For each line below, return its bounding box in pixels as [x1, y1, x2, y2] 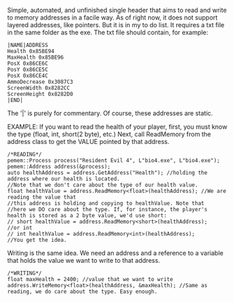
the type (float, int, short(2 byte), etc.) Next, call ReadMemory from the [7, 130, 212, 138]
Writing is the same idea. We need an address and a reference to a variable [7, 249, 224, 257]
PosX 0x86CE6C [7, 60, 49, 67]
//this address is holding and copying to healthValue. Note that [7, 200, 205, 207]
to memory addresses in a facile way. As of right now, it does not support [7, 13, 218, 22]
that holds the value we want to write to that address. [7, 257, 161, 264]
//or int [7, 224, 33, 231]
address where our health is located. [7, 175, 120, 182]
